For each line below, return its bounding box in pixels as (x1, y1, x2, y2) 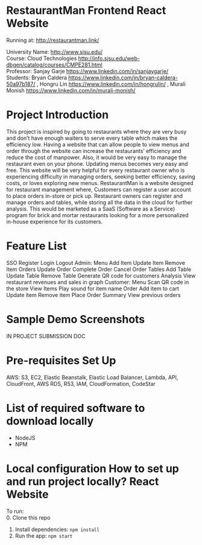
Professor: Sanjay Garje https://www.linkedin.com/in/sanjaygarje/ (6, 67, 169, 74)
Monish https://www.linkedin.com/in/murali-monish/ (6, 86, 136, 94)
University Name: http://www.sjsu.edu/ (6, 48, 103, 55)
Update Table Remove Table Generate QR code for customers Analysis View (6, 272, 196, 279)
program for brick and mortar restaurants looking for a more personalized (6, 211, 189, 218)
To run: (6, 507, 24, 515)
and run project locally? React (6, 474, 159, 488)
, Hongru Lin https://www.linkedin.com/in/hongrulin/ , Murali (36, 80, 186, 88)
